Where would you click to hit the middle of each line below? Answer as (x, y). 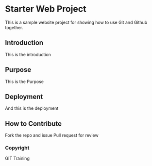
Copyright (17, 148)
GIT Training (17, 158)
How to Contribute (34, 124)
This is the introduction (28, 54)
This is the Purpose (24, 82)
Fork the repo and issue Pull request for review (52, 135)
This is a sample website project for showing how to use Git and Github (76, 22)
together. (14, 27)
